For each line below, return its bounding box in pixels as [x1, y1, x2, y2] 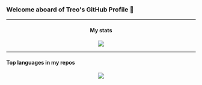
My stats [90, 26, 112, 34]
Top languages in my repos [6, 59, 75, 66]
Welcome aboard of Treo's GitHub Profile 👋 [6, 5, 134, 14]
